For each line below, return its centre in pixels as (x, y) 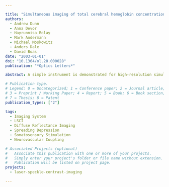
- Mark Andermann (28, 38)
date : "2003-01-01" (26, 56)
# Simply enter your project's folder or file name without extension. (84, 158)
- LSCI (17, 121)
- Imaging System (28, 116)
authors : (14, 19)
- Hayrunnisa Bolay (30, 33)
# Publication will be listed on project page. (58, 163)
